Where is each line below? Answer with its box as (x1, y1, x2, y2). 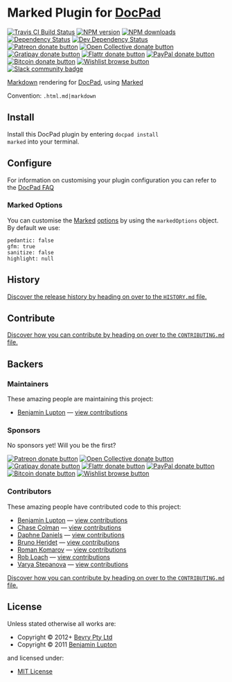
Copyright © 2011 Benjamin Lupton (17, 640, 117, 649)
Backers (7, 358, 44, 370)
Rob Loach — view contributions (17, 552, 111, 561)
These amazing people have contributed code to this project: (7, 502, 181, 511)
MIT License (17, 667, 53, 675)
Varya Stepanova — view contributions (17, 560, 129, 568)
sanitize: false (7, 249, 54, 256)
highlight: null (7, 255, 54, 262)
